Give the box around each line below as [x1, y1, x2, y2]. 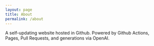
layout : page [5, 7, 32, 12]
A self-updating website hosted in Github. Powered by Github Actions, [5, 30, 149, 36]
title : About [5, 12, 32, 17]
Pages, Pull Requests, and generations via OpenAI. [5, 35, 110, 41]
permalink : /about [5, 16, 43, 21]
